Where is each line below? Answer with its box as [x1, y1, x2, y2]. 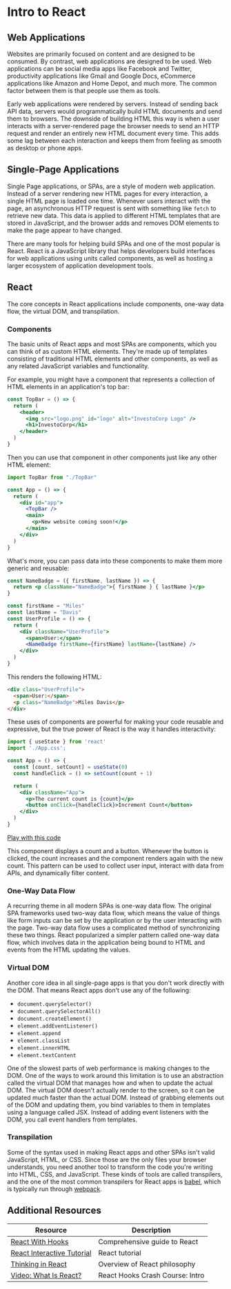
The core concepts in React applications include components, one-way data [7, 299, 224, 308]
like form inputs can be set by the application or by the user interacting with [7, 917, 222, 925]
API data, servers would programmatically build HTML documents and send [7, 108, 222, 115]
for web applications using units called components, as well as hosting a [7, 254, 213, 262]
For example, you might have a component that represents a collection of [7, 375, 215, 383]
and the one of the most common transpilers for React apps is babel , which [7, 1177, 221, 1186]
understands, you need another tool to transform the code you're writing [7, 1163, 213, 1171]
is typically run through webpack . [7, 1184, 102, 1193]
